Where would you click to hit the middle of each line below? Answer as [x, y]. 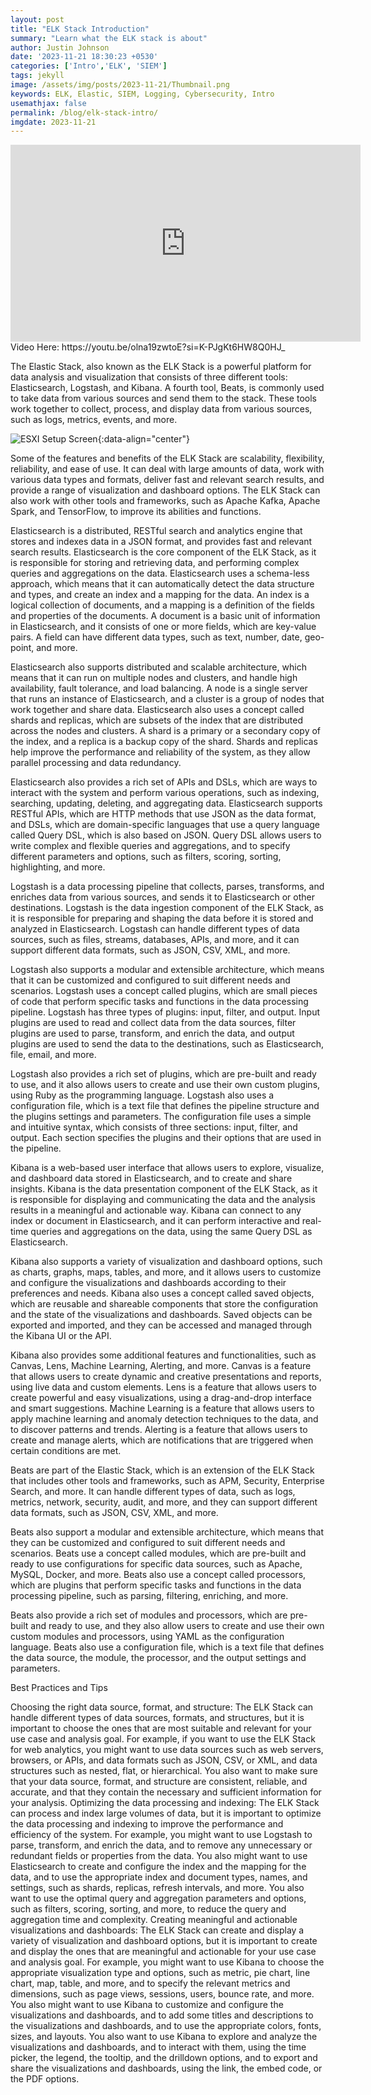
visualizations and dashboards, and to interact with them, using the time [158, 2047]
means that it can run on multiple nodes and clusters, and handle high [154, 678]
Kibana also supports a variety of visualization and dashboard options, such [166, 1262]
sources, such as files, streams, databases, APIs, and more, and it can [155, 940]
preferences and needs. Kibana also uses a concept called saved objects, [162, 1293]
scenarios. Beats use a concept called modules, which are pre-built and [158, 1553]
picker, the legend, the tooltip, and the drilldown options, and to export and [164, 2058]
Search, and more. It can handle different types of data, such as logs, [153, 1492]
